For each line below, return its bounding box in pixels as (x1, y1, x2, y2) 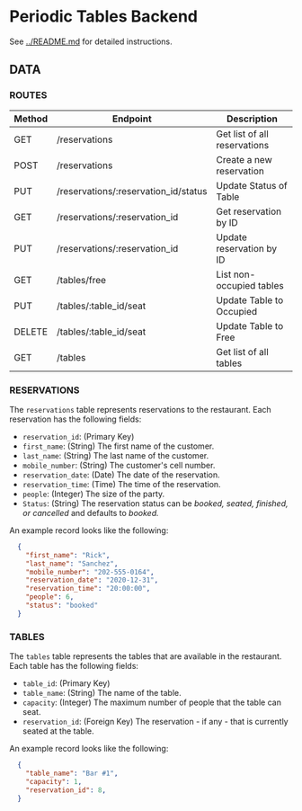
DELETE (13, 325, 48, 338)
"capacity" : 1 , (25, 777, 83, 786)
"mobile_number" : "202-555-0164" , (25, 567, 155, 576)
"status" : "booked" (25, 601, 99, 610)
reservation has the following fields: (9, 414, 142, 424)
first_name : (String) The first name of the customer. (22, 441, 215, 451)
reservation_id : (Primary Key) (22, 431, 135, 441)
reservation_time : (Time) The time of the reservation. (22, 478, 222, 489)
